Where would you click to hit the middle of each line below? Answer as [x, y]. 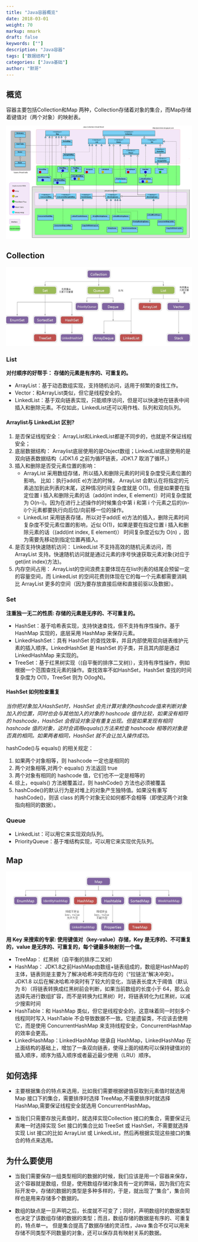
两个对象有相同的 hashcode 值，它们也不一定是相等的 [80, 775]
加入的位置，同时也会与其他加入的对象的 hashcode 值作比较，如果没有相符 [97, 713]
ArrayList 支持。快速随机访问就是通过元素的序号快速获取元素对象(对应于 [102, 554]
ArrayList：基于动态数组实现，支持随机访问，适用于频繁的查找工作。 [98, 386]
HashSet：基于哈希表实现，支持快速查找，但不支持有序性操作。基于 [97, 626]
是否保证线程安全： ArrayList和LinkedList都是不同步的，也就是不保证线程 [103, 436]
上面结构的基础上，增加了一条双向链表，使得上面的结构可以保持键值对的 [102, 1048]
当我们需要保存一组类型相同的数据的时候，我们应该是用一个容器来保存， [102, 1176]
